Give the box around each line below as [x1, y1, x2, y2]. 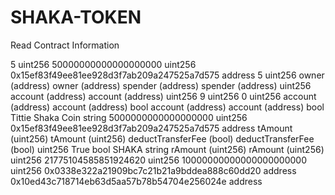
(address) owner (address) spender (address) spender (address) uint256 [10, 79, 312, 91]
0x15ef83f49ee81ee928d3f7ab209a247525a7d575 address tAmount [10, 122, 293, 134]
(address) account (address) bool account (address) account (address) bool [10, 101, 325, 113]
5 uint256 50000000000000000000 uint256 [10, 58, 197, 70]
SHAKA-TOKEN [10, 6, 142, 29]
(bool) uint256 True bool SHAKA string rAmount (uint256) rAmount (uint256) [10, 143, 325, 155]
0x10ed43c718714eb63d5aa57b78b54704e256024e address [10, 175, 263, 187]
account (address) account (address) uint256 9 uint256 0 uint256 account [10, 90, 317, 102]
